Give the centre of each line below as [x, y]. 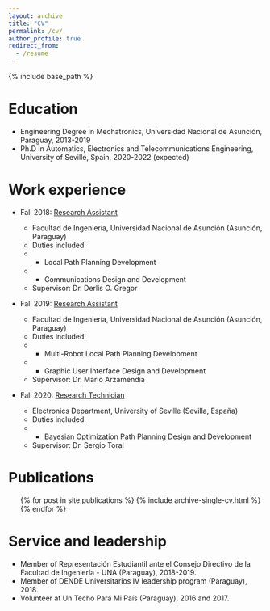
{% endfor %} [43, 508]
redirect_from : [34, 46]
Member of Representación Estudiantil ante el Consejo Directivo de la [135, 563]
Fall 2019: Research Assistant [69, 303]
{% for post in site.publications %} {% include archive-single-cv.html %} [140, 500]
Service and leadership [87, 541]
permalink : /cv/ [35, 31]
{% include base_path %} [51, 76]
